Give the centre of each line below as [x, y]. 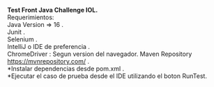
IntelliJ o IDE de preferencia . [49, 47]
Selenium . [22, 39]
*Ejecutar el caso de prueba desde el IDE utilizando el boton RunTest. [107, 76]
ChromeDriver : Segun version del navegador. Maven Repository [100, 54]
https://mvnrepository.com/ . [48, 61]
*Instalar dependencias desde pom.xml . [66, 69]
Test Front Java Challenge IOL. [53, 10]
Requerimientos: [31, 17]
